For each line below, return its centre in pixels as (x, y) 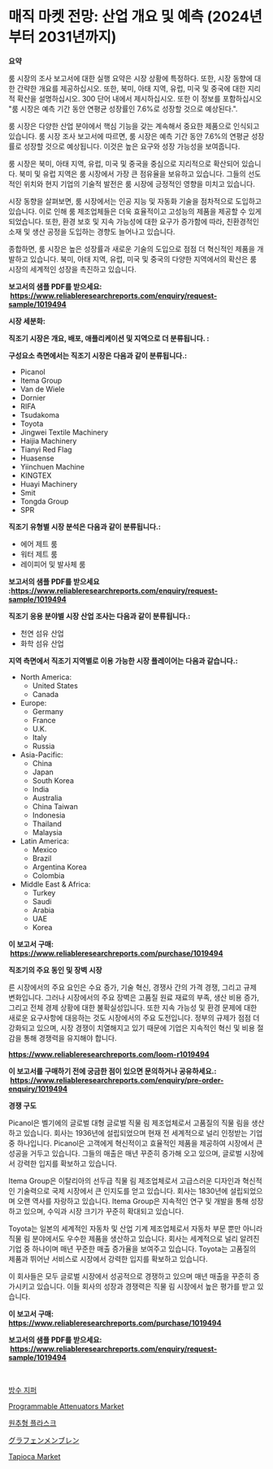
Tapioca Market (35, 1456)
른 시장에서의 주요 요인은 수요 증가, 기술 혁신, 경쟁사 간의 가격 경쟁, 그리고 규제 (133, 987)
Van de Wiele (42, 389)
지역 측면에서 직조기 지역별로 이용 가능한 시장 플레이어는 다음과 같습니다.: (123, 661)
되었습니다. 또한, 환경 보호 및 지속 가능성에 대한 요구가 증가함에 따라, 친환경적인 (134, 221)
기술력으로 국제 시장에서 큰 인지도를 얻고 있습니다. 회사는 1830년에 (122, 1190)
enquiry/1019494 (38, 1089)
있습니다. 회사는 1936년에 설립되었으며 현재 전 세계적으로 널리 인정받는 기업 (143, 1133)
